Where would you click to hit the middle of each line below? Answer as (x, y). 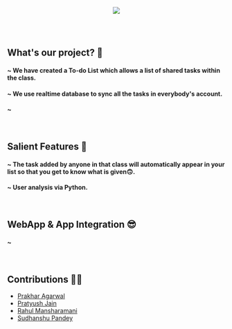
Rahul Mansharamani (47, 311)
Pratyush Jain (37, 303)
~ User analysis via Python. (47, 188)
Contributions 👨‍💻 (45, 279)
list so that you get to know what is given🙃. (71, 171)
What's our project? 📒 (55, 53)
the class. (22, 78)
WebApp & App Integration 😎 (72, 225)
